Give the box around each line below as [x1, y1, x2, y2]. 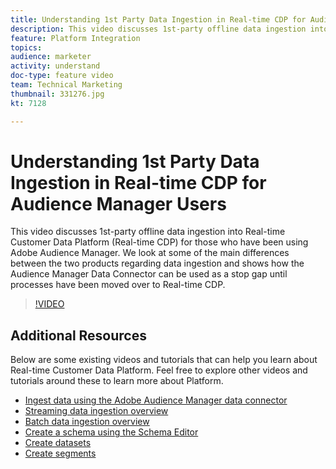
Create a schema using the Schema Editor [24, 426, 199, 438]
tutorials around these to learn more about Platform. [10, 375, 224, 387]
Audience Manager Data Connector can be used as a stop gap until [10, 268, 288, 280]
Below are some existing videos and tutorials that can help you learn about [10, 354, 318, 366]
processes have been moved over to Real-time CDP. [10, 279, 226, 291]
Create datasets [24, 437, 92, 449]
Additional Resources [10, 327, 147, 344]
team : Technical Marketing [10, 80, 123, 90]
